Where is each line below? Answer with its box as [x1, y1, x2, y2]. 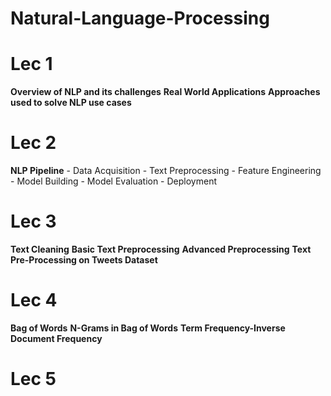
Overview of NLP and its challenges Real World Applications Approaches [10, 86, 321, 98]
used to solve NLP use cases [10, 97, 132, 109]
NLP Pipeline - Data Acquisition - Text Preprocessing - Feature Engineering [10, 165, 322, 177]
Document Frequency [10, 332, 103, 344]
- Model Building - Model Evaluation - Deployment [10, 175, 217, 187]
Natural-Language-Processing [10, 7, 270, 30]
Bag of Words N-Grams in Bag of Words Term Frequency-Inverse [10, 322, 286, 334]
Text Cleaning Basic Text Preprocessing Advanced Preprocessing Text [10, 243, 312, 255]
